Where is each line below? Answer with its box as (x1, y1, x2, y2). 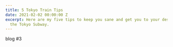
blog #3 (5, 36, 22, 42)
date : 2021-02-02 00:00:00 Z (5, 12, 68, 17)
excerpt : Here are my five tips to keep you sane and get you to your (5, 17, 160, 22)
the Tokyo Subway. (10, 21, 50, 27)
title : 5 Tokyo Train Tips (5, 7, 63, 13)
